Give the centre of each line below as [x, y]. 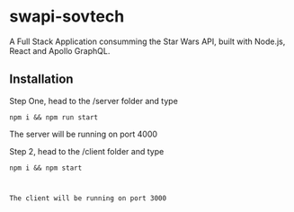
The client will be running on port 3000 [88, 198]
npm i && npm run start [54, 117]
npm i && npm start [46, 168]
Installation [41, 79]
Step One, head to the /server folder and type [94, 101]
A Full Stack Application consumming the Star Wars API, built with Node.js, [147, 41]
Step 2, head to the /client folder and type [87, 151]
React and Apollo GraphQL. [60, 50]
